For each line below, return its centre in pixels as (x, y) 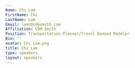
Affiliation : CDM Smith (31, 29)
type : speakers (22, 53)
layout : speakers (24, 58)
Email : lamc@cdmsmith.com (33, 24)
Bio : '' (14, 39)
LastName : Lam (21, 19)
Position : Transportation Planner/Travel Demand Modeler (67, 34)
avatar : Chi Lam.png (27, 43)
